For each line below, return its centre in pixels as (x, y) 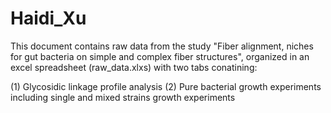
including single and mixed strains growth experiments (123, 97)
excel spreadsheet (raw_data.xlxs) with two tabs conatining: (134, 67)
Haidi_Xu (48, 18)
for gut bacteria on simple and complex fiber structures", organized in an (160, 56)
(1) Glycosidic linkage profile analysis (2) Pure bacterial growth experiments (166, 86)
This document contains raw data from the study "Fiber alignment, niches (162, 46)
